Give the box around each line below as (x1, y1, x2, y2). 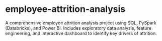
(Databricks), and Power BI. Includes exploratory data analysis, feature (5, 25, 152, 31)
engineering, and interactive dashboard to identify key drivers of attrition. (5, 30, 157, 36)
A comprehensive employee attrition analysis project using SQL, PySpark (5, 20, 157, 26)
